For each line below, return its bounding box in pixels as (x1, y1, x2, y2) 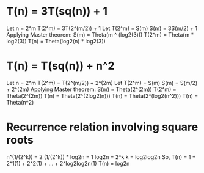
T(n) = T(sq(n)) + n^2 (6, 59, 115, 73)
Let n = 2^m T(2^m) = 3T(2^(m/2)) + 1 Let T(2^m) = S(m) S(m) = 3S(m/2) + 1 (6, 24, 197, 32)
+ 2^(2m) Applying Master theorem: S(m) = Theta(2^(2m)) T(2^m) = (6, 86, 177, 93)
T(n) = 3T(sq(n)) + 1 (6, 4, 108, 18)
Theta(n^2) (6, 98, 34, 106)
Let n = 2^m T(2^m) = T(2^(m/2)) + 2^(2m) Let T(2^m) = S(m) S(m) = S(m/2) (6, 79, 198, 86)
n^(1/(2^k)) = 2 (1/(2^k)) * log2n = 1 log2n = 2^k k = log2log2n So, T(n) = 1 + (6, 153, 197, 160)
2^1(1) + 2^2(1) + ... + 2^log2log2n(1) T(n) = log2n (6, 160, 130, 167)
